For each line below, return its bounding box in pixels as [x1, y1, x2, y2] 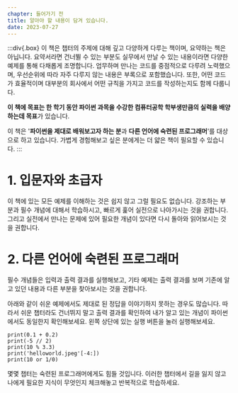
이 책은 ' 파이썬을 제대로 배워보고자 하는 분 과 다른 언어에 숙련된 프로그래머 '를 [7, 127, 215, 135]
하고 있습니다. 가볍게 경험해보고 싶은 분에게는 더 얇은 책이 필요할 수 [20, 136, 205, 144]
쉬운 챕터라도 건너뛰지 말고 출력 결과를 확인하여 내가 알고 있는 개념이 [20, 309, 210, 317]
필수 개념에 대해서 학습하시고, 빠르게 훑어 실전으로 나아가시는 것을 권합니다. [20, 206, 229, 215]
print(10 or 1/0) [7, 356, 59, 363]
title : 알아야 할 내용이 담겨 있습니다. [7, 17, 109, 24]
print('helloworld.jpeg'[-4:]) [7, 350, 100, 358]
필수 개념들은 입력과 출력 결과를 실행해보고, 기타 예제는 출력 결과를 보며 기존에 [7, 275, 223, 284]
